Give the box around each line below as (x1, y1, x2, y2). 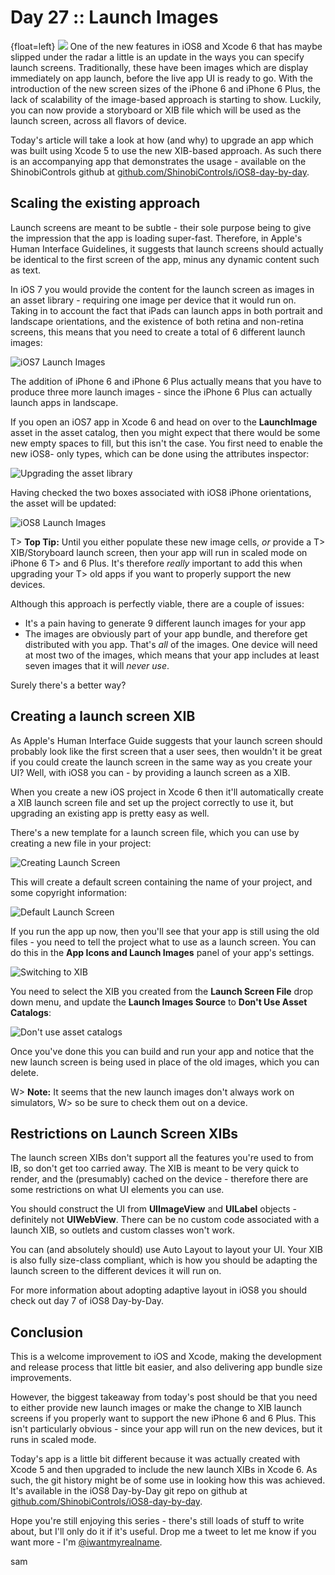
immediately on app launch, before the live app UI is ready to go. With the (10, 72, 313, 84)
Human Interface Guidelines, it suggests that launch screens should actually (10, 242, 324, 255)
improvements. (10, 1372, 72, 1384)
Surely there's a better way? (10, 679, 127, 691)
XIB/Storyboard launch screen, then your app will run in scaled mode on (10, 546, 308, 558)
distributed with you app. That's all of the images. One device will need (24, 638, 318, 650)
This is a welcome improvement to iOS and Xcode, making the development (10, 1351, 322, 1363)
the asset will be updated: (10, 497, 117, 509)
